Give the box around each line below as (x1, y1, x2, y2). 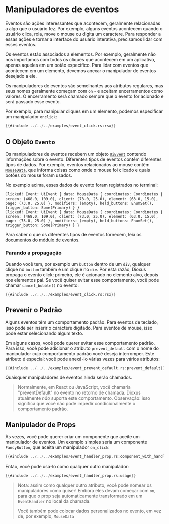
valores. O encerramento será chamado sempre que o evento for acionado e (5, 93, 164, 99)
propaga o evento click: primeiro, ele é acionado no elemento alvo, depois (5, 271, 158, 278)
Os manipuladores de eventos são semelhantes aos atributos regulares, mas (5, 82, 163, 89)
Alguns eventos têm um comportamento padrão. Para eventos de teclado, (5, 319, 158, 325)
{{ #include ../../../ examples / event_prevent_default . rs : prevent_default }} (5, 365, 165, 371)
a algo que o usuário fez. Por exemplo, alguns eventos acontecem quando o (5, 25, 163, 31)
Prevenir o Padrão (5, 306, 62, 314)
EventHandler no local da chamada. (17, 498, 91, 504)
